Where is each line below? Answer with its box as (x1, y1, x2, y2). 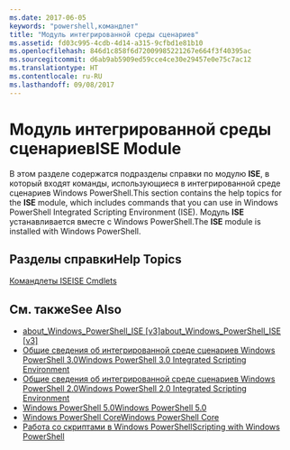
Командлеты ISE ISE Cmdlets (9, 276, 117, 287)
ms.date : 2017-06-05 (9, 13, 87, 23)
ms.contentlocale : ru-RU (9, 72, 103, 81)
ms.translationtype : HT (9, 64, 99, 73)
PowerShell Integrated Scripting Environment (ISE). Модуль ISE (9, 207, 245, 217)
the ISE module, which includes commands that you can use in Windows (9, 197, 279, 207)
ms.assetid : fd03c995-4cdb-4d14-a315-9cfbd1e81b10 (9, 38, 204, 48)
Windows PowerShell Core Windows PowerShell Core (22, 412, 220, 423)
